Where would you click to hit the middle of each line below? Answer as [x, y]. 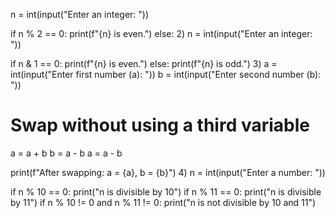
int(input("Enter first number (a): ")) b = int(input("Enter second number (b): [166, 74]
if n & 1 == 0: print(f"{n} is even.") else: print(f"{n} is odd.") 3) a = [144, 63]
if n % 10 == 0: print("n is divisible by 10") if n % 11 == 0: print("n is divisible [166, 191]
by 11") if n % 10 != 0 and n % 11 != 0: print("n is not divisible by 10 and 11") [163, 202]
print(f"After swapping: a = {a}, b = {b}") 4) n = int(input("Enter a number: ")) [168, 172]
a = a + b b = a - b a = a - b [66, 153]
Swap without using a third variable [160, 125]
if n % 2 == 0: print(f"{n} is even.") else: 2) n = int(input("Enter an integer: [161, 33]
